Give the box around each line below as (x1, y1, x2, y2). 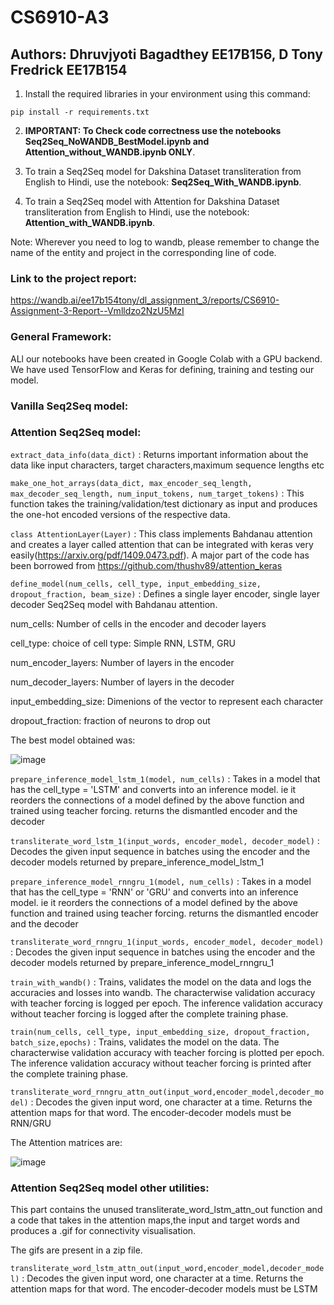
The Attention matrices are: (10, 1136, 123, 1148)
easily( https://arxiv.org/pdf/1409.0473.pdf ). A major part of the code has (10, 549, 310, 561)
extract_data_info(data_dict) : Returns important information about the (10, 448, 309, 460)
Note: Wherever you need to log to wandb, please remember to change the (10, 236, 320, 248)
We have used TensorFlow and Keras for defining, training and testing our (10, 363, 315, 375)
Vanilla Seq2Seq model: (10, 399, 129, 413)
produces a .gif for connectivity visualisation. (10, 1225, 197, 1237)
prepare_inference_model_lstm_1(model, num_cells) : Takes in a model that (10, 772, 321, 785)
